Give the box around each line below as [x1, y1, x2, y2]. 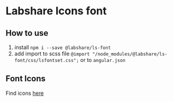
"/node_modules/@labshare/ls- [92, 51, 168, 57]
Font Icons [5, 73, 46, 84]
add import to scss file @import [14, 50, 90, 57]
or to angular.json [80, 57, 126, 63]
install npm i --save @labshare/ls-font [14, 44, 111, 51]
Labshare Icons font [5, 4, 107, 18]
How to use [5, 28, 48, 38]
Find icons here [5, 89, 44, 97]
